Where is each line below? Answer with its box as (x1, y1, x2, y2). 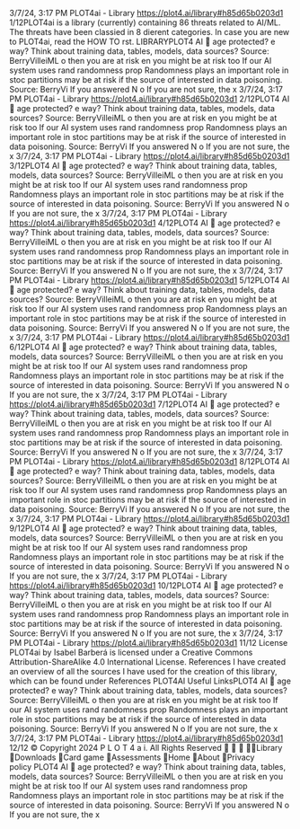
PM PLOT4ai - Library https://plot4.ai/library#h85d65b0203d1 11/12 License (9, 638, 288, 648)
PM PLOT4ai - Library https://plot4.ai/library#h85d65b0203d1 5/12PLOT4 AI (9, 275, 290, 286)
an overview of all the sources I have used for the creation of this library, (9, 666, 278, 676)
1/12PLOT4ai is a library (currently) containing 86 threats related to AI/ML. (9, 17, 281, 28)
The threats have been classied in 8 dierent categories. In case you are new (9, 27, 290, 37)
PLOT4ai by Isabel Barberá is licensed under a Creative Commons (9, 647, 253, 657)
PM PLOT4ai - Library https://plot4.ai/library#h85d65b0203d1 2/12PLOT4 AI (9, 93, 290, 104)
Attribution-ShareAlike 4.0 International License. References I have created (9, 657, 286, 667)
